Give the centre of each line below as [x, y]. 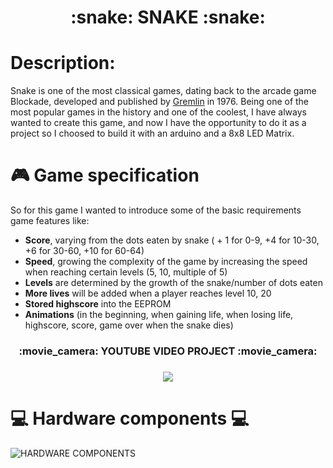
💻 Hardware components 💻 [130, 418]
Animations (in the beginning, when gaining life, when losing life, [159, 315]
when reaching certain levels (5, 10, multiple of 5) [126, 272]
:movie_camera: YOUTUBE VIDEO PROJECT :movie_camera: [168, 351]
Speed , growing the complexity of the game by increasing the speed [166, 262]
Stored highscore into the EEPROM [98, 304]
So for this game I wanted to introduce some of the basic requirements [156, 210]
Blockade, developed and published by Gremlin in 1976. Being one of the [160, 102]
